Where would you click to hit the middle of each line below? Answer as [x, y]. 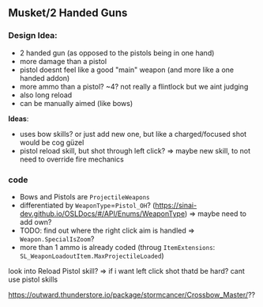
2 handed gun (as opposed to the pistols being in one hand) [117, 53]
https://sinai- [176, 205]
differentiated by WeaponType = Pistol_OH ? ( [87, 205]
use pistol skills [33, 279]
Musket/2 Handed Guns [68, 13]
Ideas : [19, 119]
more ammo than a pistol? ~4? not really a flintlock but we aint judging [134, 86]
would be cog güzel [52, 142]
